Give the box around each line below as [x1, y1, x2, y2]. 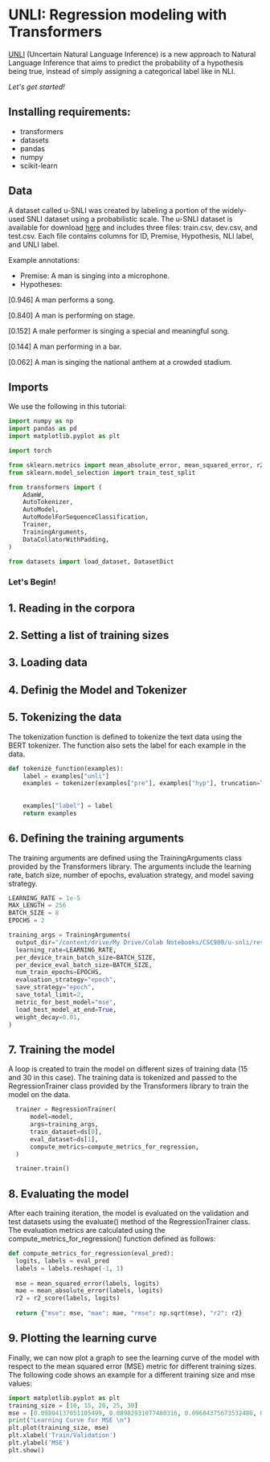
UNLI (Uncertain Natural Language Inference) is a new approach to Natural [8, 49, 256, 59]
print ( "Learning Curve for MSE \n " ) [8, 1416, 131, 1424]
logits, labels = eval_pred [15, 1256, 110, 1265]
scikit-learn [19, 161, 58, 170]
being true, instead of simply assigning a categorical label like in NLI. [8, 66, 235, 76]
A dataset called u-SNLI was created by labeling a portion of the [8, 205, 221, 215]
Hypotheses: [19, 279, 63, 289]
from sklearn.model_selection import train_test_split [8, 469, 196, 477]
